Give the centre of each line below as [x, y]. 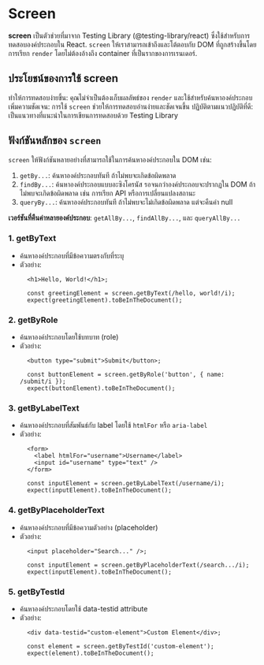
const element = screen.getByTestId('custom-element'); [121, 647]
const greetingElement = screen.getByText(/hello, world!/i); [131, 293]
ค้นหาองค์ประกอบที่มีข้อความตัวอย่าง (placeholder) [89, 527]
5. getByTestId [37, 592]
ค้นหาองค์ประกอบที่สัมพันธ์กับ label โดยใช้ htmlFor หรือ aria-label [113, 425]
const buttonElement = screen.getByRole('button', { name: [126, 375]
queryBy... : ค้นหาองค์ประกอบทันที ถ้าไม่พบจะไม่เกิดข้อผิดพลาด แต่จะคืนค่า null [126, 202]
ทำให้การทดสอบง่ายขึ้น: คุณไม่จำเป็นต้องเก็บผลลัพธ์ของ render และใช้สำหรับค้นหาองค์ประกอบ [130, 97]
